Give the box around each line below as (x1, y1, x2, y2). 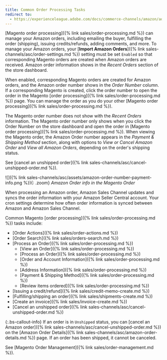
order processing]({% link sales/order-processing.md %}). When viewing (5, 129, 155, 135)
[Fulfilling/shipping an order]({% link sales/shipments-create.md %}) (12, 293, 153, 299)
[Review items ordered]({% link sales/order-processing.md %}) (19, 283, 150, 289)
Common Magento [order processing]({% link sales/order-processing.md (5, 215, 156, 221)
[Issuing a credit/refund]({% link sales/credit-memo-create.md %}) (12, 288, 150, 294)
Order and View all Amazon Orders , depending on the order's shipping (5, 145, 150, 151)
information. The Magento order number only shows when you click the (5, 118, 152, 124)
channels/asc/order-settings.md (5, 51, 71, 57)
